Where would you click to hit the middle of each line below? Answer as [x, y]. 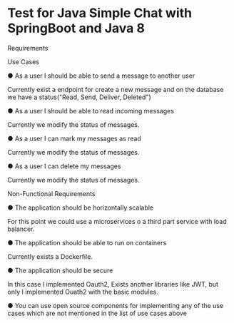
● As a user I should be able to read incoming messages [91, 111]
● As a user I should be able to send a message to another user [101, 76]
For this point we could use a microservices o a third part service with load [117, 221]
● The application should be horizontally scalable [81, 207]
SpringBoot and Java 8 [76, 28]
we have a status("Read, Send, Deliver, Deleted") [79, 97]
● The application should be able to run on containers [87, 242]
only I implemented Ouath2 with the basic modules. [83, 292]
